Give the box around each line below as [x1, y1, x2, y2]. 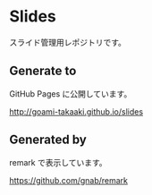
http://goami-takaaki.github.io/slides [9, 106, 144, 117]
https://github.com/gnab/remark [9, 174, 128, 185]
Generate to [9, 64, 77, 79]
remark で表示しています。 [9, 157, 107, 167]
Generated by [9, 132, 88, 148]
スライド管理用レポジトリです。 [9, 37, 127, 47]
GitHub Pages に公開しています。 [9, 88, 132, 99]
